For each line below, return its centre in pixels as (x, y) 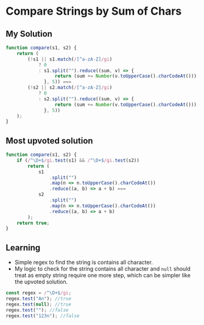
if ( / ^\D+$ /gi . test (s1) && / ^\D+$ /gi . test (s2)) (78, 160)
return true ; (33, 223)
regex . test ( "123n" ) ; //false (43, 316)
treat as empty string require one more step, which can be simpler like (103, 276)
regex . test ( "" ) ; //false (37, 310)
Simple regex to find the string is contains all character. (84, 262)
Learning (23, 248)
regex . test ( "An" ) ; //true (38, 299)
